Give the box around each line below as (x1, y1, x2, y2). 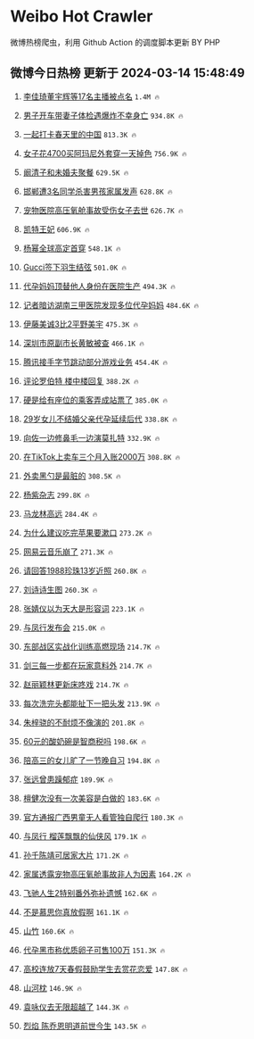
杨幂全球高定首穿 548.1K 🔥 (22, 243, 121, 254)
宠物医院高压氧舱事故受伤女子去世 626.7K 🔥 (22, 204, 184, 215)
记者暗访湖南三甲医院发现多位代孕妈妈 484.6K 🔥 (22, 299, 200, 310)
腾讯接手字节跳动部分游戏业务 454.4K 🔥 (22, 356, 168, 367)
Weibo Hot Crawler (10, 6, 153, 27)
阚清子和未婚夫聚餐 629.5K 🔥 (22, 167, 129, 178)
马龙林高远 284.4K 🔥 (22, 508, 98, 519)
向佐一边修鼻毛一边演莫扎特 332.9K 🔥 (22, 432, 160, 443)
